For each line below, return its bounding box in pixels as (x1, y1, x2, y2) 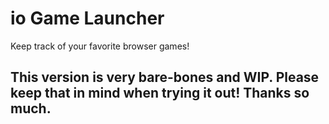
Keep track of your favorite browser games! (10, 40, 190, 52)
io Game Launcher (10, 7, 165, 30)
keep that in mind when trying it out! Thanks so (10, 85, 310, 102)
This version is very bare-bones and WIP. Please (10, 69, 320, 86)
